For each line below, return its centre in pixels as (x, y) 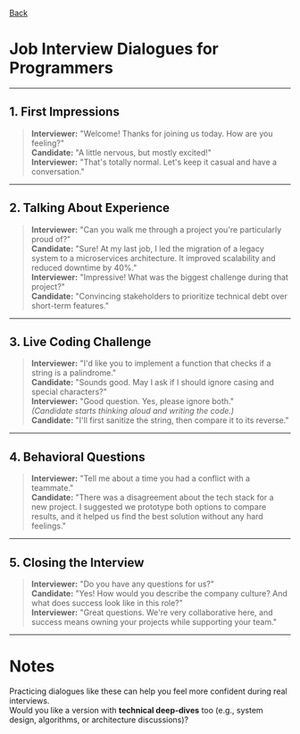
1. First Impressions (65, 112)
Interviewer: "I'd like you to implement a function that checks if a (151, 363)
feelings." (49, 526)
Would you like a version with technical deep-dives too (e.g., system (136, 710)
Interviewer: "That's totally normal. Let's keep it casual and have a (154, 162)
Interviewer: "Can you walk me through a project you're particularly (156, 229)
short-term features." (70, 305)
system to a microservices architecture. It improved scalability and (153, 257)
